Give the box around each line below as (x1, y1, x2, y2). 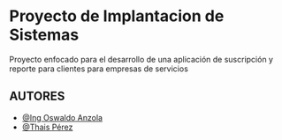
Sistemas (9, 25, 80, 45)
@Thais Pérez (21, 122, 73, 132)
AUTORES (9, 89, 65, 104)
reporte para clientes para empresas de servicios (9, 63, 188, 74)
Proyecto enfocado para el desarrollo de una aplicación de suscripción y (9, 54, 274, 64)
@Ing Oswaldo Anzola (21, 112, 103, 122)
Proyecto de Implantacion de (9, 6, 225, 26)
